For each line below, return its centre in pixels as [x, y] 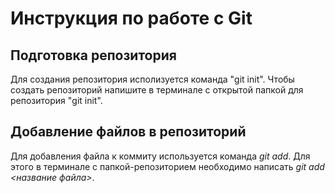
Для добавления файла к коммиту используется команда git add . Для [160, 156]
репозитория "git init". [56, 100]
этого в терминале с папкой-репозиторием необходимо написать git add [167, 166]
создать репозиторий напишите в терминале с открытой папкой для [157, 90]
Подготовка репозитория [93, 55]
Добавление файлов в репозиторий [128, 132]
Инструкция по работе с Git [131, 18]
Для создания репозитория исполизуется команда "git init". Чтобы [152, 79]
